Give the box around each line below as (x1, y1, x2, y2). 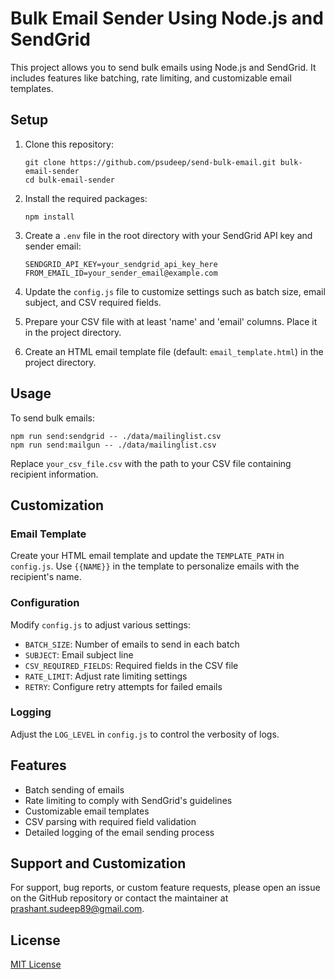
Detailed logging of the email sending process (24, 826, 215, 838)
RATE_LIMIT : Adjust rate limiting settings (24, 670, 188, 682)
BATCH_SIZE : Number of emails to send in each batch (24, 638, 240, 650)
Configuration (10, 596, 80, 610)
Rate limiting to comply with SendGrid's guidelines (24, 794, 233, 806)
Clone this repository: (24, 138, 114, 150)
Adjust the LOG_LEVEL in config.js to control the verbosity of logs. (10, 728, 280, 740)
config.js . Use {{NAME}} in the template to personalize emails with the (10, 560, 300, 572)
